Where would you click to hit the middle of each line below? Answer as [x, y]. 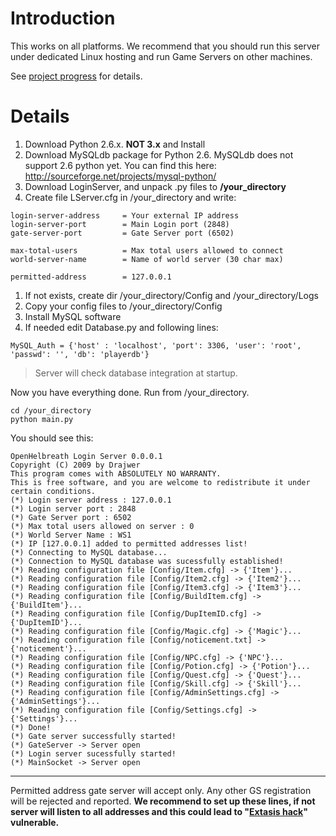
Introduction [63, 18]
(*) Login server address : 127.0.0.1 [91, 500]
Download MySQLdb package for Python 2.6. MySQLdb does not [159, 154]
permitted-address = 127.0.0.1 [91, 277]
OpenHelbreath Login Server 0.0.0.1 [86, 456]
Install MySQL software [73, 316]
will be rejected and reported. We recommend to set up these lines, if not [163, 801]
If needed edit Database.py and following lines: [121, 327]
